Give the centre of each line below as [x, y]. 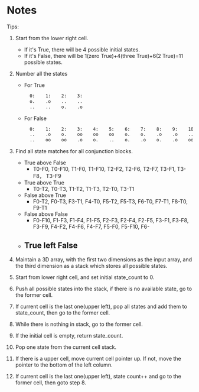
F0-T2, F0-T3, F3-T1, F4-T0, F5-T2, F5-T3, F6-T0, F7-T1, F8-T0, [110, 202]
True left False [51, 245]
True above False [45, 163]
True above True [44, 183]
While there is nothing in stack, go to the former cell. [79, 324]
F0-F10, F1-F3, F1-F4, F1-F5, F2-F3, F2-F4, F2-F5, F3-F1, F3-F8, [111, 221]
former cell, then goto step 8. [50, 383]
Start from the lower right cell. [52, 38]
